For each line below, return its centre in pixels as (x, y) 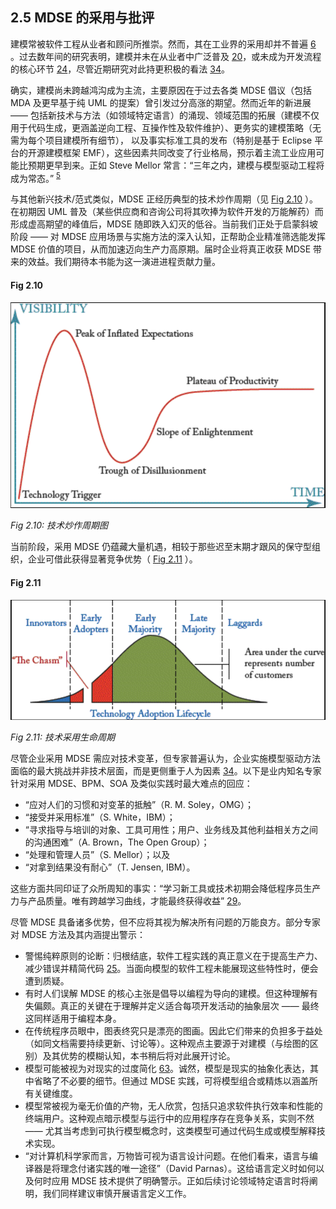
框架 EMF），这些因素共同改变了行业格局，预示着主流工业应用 (189, 152)
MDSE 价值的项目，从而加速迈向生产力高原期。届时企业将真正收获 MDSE (161, 249)
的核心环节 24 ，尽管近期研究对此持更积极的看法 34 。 (120, 69)
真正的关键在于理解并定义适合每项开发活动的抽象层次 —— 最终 (189, 1005)
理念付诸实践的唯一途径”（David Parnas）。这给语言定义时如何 (188, 1168)
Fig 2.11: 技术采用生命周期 (62, 737)
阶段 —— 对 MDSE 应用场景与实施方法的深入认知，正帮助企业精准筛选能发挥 (168, 237)
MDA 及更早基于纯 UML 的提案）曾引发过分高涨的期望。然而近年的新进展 (161, 102)
